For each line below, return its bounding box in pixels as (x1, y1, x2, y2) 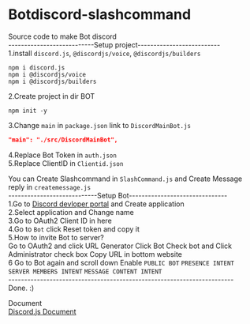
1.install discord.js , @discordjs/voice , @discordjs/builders (8, 48, 201, 58)
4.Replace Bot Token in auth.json (8, 150, 117, 160)
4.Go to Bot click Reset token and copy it (8, 224, 140, 234)
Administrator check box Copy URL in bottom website (8, 249, 183, 258)
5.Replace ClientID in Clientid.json (8, 158, 124, 168)
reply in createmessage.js (8, 182, 91, 191)
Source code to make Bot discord (8, 32, 117, 41)
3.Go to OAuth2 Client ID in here (8, 216, 112, 225)
